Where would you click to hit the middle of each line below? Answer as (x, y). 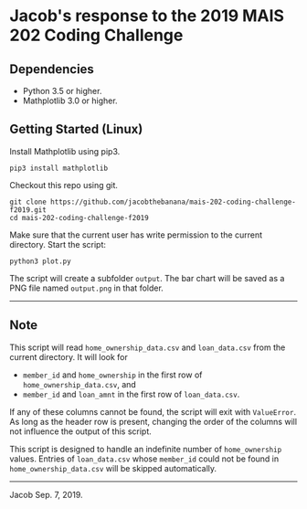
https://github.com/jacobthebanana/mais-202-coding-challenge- (173, 202)
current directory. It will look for (69, 356)
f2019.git (28, 210)
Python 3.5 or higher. (62, 91)
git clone (28, 202)
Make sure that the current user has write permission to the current (136, 235)
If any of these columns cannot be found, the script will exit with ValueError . (153, 411)
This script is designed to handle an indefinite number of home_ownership (146, 449)
